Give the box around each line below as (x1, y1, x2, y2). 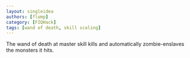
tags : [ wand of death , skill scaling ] (6, 24, 101, 31)
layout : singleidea (6, 8, 54, 14)
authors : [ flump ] (6, 14, 49, 20)
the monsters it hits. (6, 47, 54, 54)
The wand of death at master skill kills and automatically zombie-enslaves (6, 41, 185, 48)
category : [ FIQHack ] (6, 19, 57, 25)
